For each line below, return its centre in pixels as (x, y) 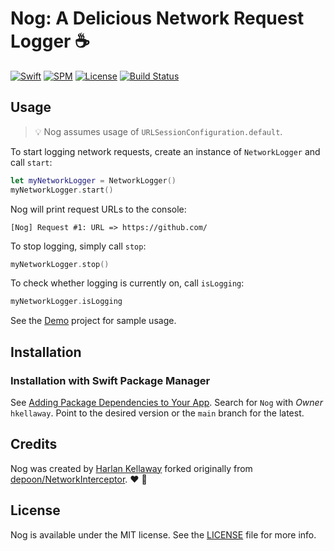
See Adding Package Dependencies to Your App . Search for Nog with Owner (166, 402)
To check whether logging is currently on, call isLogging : (127, 283)
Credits (34, 444)
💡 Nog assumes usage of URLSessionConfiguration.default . (158, 131)
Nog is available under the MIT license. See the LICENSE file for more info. (163, 534)
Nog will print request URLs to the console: (98, 209)
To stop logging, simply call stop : (78, 246)
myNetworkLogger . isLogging (66, 302)
